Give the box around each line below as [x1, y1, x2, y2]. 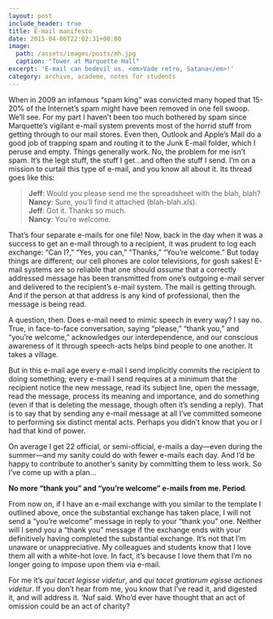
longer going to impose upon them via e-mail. [8, 559, 161, 569]
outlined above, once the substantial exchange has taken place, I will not [8, 508, 252, 517]
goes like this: [8, 172, 55, 182]
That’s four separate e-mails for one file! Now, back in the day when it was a [8, 229, 263, 240]
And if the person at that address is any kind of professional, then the [8, 290, 240, 300]
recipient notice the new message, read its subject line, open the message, [8, 382, 260, 392]
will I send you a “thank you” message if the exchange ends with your [8, 525, 241, 534]
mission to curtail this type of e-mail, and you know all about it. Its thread [8, 163, 253, 173]
